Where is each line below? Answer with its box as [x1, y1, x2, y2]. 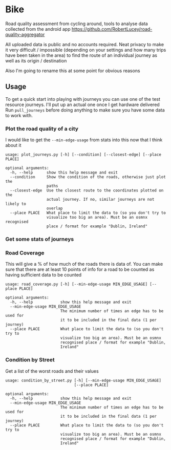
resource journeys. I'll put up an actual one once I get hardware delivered [5, 101, 160, 108]
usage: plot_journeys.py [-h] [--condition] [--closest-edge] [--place [5, 152, 161, 157]
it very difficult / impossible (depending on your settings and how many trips [5, 47, 166, 53]
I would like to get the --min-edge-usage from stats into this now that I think [5, 137, 163, 143]
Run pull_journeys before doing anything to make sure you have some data [5, 106, 165, 113]
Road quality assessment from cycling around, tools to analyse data [5, 20, 148, 27]
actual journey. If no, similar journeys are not [46, 197, 155, 202]
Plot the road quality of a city [5, 125, 78, 132]
